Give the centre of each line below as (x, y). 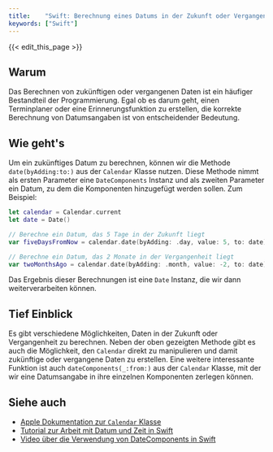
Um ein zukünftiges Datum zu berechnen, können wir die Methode (119, 163)
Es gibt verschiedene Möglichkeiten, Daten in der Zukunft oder (113, 333)
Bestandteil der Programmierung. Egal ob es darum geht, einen (114, 100)
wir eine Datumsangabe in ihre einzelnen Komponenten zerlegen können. (131, 377)
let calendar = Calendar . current (65, 212)
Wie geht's (37, 143)
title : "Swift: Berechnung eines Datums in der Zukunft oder (119, 16)
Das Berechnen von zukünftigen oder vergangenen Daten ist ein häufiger (131, 92)
